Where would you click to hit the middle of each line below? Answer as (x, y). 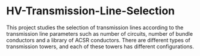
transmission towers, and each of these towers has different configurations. (100, 46)
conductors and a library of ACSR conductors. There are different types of (98, 40)
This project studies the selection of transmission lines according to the (95, 27)
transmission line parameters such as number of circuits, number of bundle (100, 33)
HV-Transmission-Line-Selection (91, 11)
